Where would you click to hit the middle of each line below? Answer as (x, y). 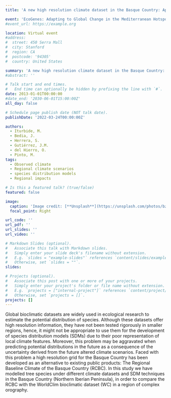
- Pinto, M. (23, 155)
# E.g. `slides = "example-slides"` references (59, 258)
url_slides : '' (21, 230)
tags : (11, 160)
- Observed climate (31, 164)
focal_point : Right (31, 211)
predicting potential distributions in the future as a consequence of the (79, 347)
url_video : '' (20, 234)
